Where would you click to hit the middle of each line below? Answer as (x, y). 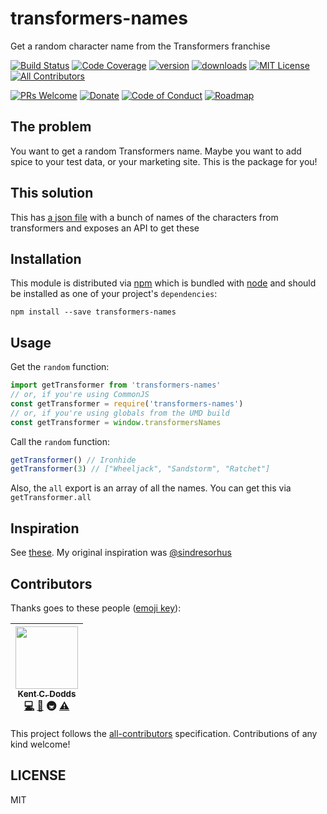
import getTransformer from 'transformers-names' (116, 385)
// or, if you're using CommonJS (80, 395)
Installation (46, 258)
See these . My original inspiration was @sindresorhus (121, 553)
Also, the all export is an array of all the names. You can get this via (151, 488)
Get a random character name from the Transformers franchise (140, 46)
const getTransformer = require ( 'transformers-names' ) (127, 403)
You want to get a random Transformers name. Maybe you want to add (156, 151)
